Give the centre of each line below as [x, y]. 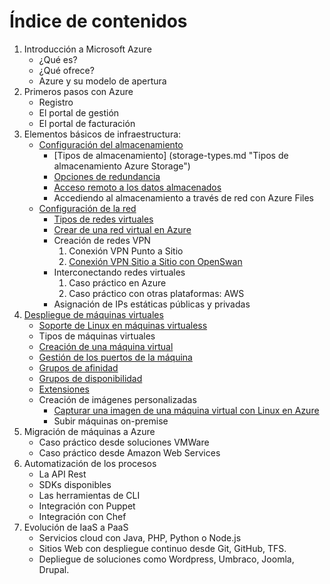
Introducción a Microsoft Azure [87, 49]
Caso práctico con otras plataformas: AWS [156, 293]
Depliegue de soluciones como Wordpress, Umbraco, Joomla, [166, 559]
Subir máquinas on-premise [111, 421]
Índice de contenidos [98, 21]
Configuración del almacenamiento [111, 144]
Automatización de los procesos [90, 463]
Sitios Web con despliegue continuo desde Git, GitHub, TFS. [162, 548]
